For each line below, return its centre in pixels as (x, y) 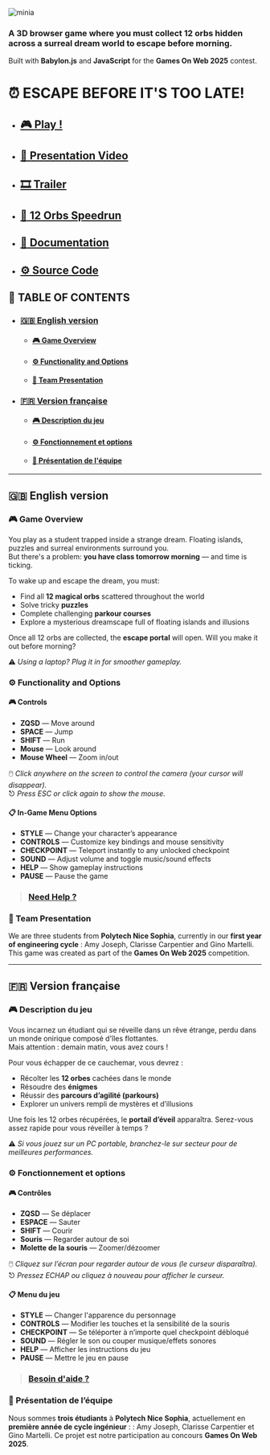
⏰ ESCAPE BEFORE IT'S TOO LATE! (127, 93)
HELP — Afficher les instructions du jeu (85, 1350)
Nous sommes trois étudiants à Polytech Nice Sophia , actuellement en (127, 1418)
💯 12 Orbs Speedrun (71, 216)
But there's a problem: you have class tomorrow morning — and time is (128, 556)
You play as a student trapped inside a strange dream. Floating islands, (126, 539)
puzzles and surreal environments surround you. (89, 548)
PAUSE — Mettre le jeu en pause (74, 1358)
